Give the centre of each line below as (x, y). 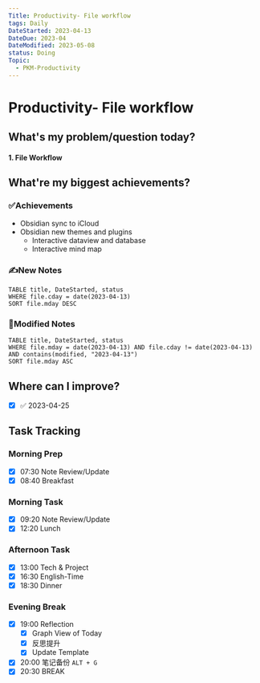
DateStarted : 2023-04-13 (50, 30)
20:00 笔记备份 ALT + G (59, 662)
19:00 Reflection (47, 624)
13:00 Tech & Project (54, 567)
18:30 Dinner (41, 585)
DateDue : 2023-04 (37, 38)
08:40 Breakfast (47, 480)
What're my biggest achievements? (100, 183)
